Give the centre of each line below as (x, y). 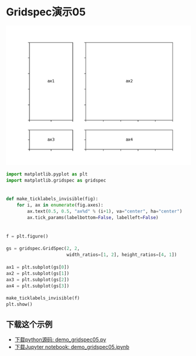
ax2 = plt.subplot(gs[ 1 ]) (38, 273)
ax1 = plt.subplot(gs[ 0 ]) (38, 267)
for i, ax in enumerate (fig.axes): (60, 205)
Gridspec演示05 (46, 12)
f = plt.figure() (27, 236)
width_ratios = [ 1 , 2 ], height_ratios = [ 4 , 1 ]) (122, 255)
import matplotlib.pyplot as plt (47, 174)
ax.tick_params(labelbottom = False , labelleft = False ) (93, 218)
